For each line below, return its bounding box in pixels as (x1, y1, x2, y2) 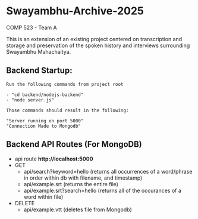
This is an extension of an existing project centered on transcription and (6, 35, 183, 42)
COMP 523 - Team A (6, 24, 58, 31)
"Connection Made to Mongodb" (6, 123, 81, 129)
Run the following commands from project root (6, 81, 124, 87)
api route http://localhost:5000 (14, 155, 93, 162)
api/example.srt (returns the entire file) (23, 180, 119, 187)
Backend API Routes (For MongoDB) (6, 139, 142, 150)
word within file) (23, 193, 64, 201)
